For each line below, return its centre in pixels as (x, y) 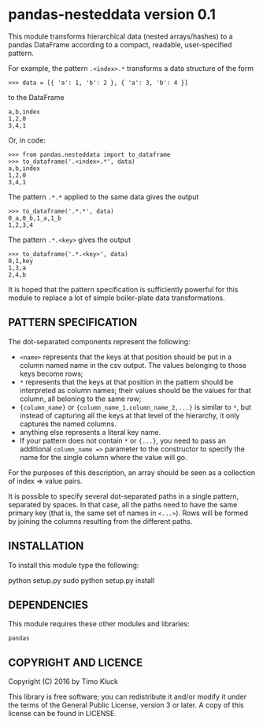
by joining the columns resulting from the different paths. (100, 521)
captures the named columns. (68, 424)
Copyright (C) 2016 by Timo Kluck (63, 681)
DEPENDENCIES (48, 605)
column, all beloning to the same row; (80, 399)
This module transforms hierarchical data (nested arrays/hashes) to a (121, 36)
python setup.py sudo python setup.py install (81, 580)
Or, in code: (27, 140)
